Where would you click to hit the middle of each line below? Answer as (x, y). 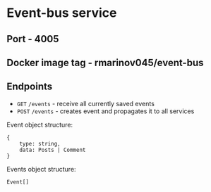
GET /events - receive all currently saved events (85, 103)
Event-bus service (62, 13)
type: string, (40, 143)
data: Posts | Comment (53, 150)
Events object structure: (41, 169)
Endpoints (30, 87)
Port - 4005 (33, 39)
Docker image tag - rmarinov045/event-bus (105, 62)
